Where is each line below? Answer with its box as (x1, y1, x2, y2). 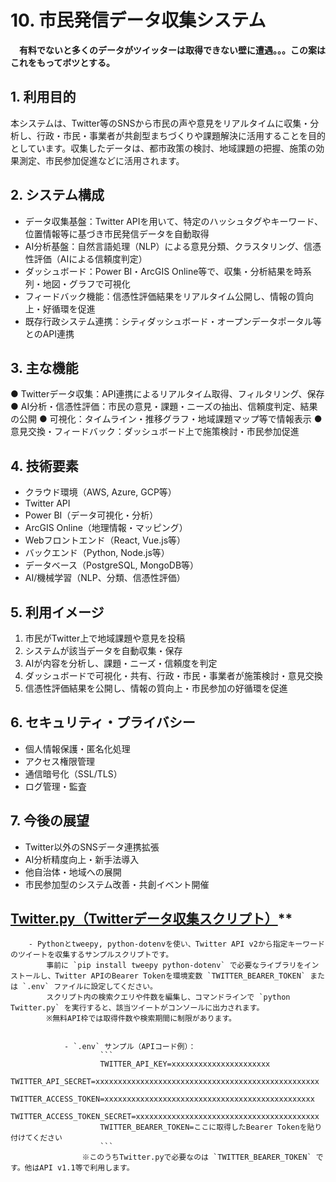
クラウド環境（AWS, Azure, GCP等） (24, 486, 177, 498)
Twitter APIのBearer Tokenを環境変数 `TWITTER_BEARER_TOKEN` (54, 971, 306, 981)
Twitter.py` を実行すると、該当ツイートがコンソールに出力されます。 (10, 1003, 265, 1013)
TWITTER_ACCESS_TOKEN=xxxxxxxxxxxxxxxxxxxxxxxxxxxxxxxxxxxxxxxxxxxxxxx (10, 1094, 315, 1105)
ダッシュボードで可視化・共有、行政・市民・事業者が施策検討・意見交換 (24, 670, 323, 681)
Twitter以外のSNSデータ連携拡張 (24, 841, 160, 853)
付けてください (10, 1133, 63, 1143)
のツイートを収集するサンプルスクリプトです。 (10, 950, 174, 960)
